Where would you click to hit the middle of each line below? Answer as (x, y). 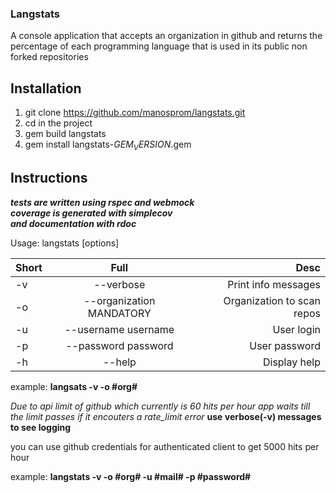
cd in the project (58, 123)
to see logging (41, 427)
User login (296, 329)
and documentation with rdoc (73, 223)
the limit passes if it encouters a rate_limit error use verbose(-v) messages (166, 416)
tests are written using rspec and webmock (102, 202)
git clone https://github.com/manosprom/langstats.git (135, 113)
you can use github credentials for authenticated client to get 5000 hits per (165, 446)
